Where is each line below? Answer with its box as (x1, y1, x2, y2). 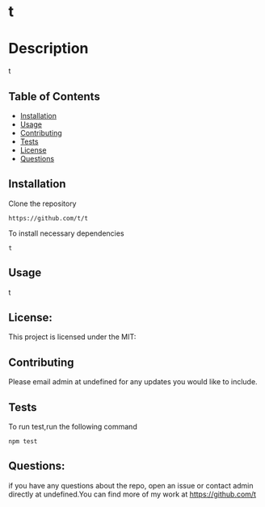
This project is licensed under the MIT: (8, 332, 137, 341)
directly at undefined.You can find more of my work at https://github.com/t (8, 489, 257, 499)
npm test (8, 438, 38, 446)
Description (8, 40, 89, 58)
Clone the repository (8, 199, 77, 208)
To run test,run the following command (8, 422, 137, 431)
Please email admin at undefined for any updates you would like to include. (8, 377, 258, 387)
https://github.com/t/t (8, 214, 89, 222)
